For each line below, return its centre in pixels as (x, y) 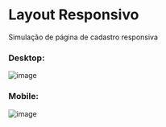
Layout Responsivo (74, 15)
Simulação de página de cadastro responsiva (83, 37)
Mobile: (23, 96)
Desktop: (27, 58)
